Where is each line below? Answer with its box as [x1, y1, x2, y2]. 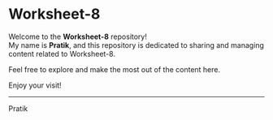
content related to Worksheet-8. [8, 49, 116, 58]
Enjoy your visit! [8, 80, 63, 90]
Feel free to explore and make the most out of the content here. [8, 64, 221, 74]
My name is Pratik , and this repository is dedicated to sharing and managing [8, 40, 264, 49]
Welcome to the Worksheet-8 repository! [8, 32, 148, 41]
